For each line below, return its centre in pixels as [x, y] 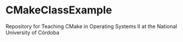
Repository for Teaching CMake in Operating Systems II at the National [91, 26]
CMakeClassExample [59, 10]
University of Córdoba [32, 32]
